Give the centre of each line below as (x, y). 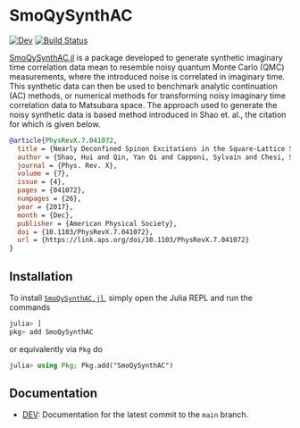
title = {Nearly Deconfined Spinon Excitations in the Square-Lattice (151, 148)
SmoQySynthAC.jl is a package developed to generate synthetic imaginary (146, 57)
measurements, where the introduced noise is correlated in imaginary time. (147, 76)
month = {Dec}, (46, 215)
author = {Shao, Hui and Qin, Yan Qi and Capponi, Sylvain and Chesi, (151, 157)
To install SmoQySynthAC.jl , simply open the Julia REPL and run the (131, 298)
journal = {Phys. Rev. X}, (67, 165)
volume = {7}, (43, 174)
